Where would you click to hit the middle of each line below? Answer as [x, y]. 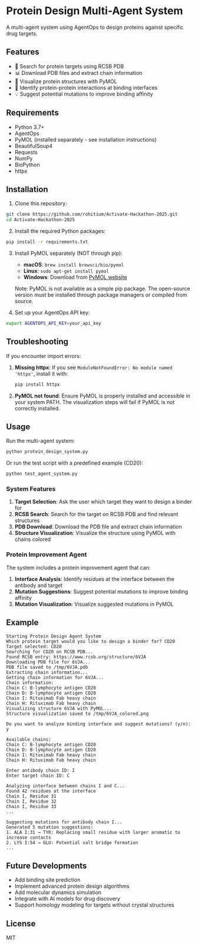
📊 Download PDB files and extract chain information [78, 73]
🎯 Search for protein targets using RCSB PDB [69, 66]
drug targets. [22, 33]
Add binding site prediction [47, 880]
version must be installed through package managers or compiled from [101, 295]
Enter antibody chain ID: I [41, 770]
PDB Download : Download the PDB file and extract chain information [98, 527]
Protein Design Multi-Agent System [95, 11]
